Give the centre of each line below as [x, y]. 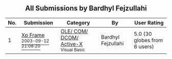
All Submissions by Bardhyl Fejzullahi [86, 8]
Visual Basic [73, 50]
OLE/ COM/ [74, 31]
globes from [148, 40]
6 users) [144, 46]
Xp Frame [33, 35]
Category [78, 22]
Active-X [72, 44]
